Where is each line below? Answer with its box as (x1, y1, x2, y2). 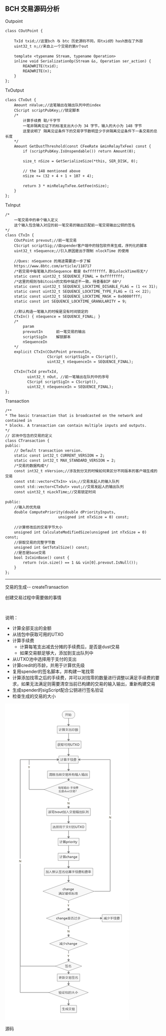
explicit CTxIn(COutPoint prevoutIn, (14, 349, 92, 354)
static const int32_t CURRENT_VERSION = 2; (14, 453, 105, 458)
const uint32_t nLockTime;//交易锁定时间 (14, 489, 96, 494)
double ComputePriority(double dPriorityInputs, (14, 510, 116, 515)
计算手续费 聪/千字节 (23, 118, 61, 123)
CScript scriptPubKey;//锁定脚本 (14, 108, 80, 113)
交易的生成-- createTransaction (5, 584, 69, 590)
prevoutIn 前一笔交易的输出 (23, 329, 85, 334)
